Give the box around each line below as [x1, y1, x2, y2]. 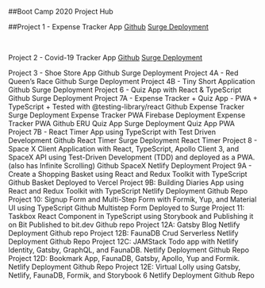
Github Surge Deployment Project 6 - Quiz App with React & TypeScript [8, 85, 242, 94]
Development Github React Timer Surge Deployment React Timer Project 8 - [8, 136, 258, 145]
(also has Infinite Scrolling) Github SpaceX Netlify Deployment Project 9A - [8, 161, 252, 170]
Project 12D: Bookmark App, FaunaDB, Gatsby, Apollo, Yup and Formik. [8, 254, 240, 263]
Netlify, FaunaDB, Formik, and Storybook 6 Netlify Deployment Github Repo [8, 271, 255, 280]
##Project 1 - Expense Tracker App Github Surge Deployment [8, 22, 209, 31]
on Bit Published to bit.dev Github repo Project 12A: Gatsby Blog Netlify [8, 220, 240, 229]
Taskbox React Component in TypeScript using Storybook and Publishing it [8, 212, 254, 221]
